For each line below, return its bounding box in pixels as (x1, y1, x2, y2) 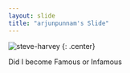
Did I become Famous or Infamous (8, 57, 123, 67)
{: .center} (61, 41, 96, 51)
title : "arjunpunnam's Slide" (8, 19, 110, 27)
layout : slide (8, 11, 56, 20)
